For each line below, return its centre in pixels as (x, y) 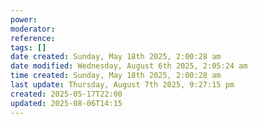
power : (24, 19)
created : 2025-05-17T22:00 (66, 94)
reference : (33, 38)
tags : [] (28, 47)
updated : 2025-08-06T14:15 (66, 103)
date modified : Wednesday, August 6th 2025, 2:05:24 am (129, 66)
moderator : (33, 29)
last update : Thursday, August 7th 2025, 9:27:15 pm (122, 85)
